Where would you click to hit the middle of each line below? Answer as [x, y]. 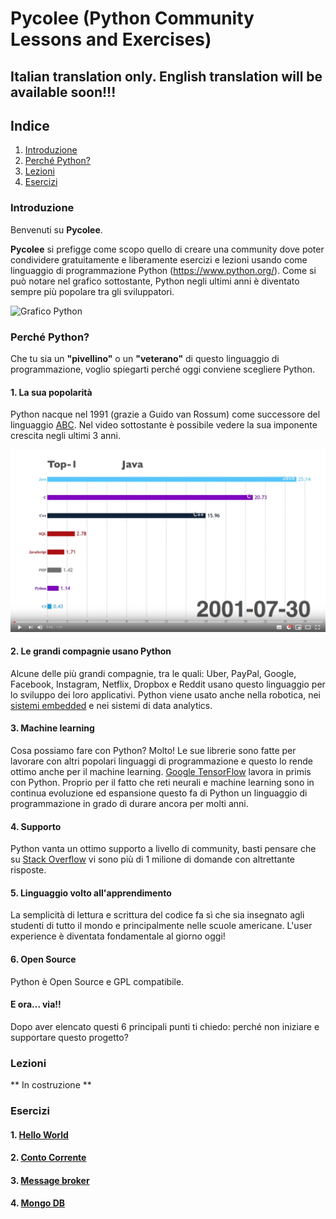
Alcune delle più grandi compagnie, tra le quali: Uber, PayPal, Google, [153, 673]
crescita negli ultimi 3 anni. [66, 436]
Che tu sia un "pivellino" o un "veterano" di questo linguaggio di [145, 358]
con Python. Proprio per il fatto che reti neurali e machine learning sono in [162, 782]
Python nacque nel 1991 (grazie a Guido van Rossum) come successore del [165, 414]
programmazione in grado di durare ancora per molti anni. [129, 803]
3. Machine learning [52, 728]
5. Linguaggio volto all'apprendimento [91, 893]
